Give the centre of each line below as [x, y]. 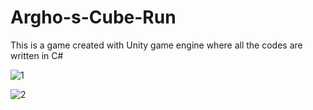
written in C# [37, 55]
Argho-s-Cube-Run [93, 17]
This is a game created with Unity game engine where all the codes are [156, 45]
